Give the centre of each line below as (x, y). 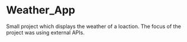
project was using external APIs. (45, 32)
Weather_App (41, 10)
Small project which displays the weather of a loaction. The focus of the (94, 26)
